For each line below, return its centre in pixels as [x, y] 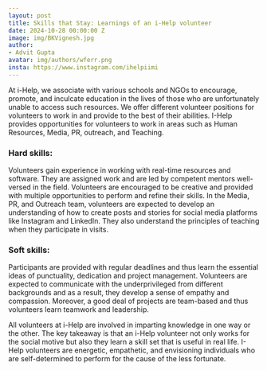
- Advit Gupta [32, 53]
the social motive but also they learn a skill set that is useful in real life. [124, 342]
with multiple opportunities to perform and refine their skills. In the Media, [129, 196]
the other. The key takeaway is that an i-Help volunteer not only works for [129, 333]
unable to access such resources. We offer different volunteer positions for [132, 107]
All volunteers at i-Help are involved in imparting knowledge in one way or [130, 325]
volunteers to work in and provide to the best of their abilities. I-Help [120, 115]
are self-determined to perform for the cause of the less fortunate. [117, 359]
